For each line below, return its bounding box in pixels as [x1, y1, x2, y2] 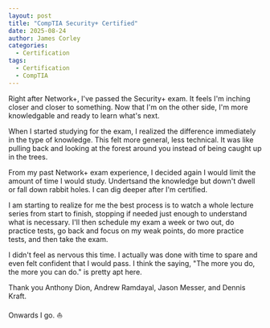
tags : [8, 57, 27, 65]
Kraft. [8, 291, 27, 301]
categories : [8, 42, 48, 50]
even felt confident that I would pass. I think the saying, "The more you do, [8, 258, 256, 268]
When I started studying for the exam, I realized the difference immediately [8, 126, 256, 136]
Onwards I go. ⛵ [8, 310, 63, 320]
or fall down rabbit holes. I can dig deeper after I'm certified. [8, 184, 208, 194]
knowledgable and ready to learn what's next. [8, 110, 160, 121]
